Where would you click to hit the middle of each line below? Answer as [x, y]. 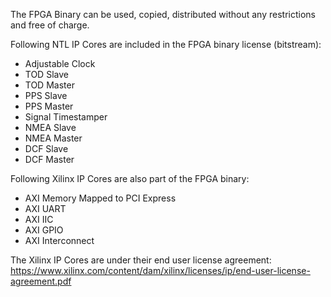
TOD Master [49, 85]
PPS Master [49, 106]
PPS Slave [46, 95]
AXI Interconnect [59, 240]
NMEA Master [53, 138]
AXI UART [45, 208]
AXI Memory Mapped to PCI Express [100, 198]
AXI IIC [39, 219]
